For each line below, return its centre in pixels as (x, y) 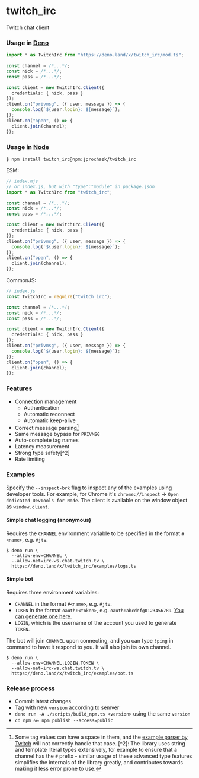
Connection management (46, 401)
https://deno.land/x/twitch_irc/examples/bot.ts (73, 673)
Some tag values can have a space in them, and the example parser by (101, 737)
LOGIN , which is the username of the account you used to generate (96, 622)
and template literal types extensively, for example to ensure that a (96, 750)
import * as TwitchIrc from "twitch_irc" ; (59, 192)
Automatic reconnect (49, 414)
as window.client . (28, 507)
